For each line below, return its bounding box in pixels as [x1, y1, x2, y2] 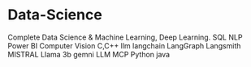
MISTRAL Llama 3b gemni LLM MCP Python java [7, 49, 171, 59]
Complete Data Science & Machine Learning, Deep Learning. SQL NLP [7, 32, 243, 42]
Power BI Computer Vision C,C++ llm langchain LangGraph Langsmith [7, 40, 241, 50]
